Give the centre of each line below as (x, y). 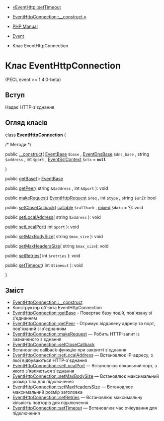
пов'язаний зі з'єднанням (39, 329)
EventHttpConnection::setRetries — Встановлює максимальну (77, 398)
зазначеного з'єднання (37, 339)
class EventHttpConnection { (36, 135)
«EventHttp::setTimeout (37, 7)
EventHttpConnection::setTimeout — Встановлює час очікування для (85, 408)
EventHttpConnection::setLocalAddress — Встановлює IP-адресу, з (82, 355)
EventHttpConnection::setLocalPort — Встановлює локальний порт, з (85, 366)
